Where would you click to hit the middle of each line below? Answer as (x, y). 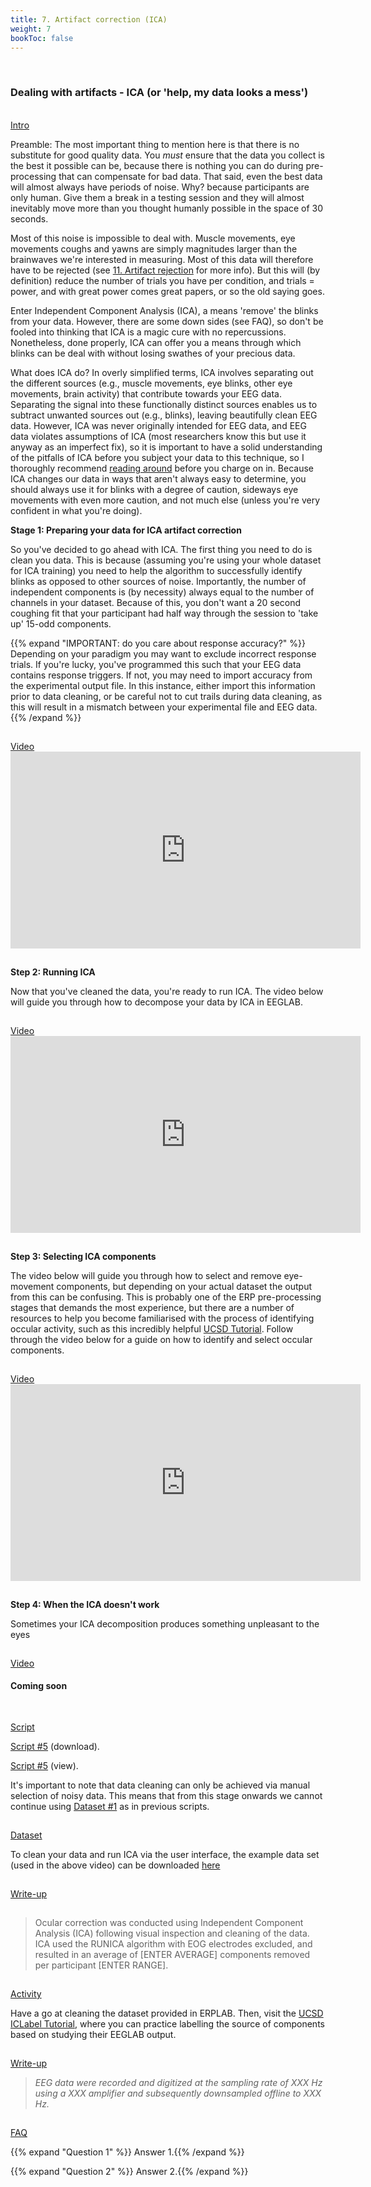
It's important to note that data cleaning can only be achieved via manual (160, 1785)
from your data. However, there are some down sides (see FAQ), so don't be (167, 321)
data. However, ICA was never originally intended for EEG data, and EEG (158, 425)
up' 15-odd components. (61, 623)
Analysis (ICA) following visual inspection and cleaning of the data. (172, 1933)
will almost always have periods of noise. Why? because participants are (160, 187)
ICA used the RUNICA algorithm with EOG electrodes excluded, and (173, 1943)
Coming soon (39, 1686)
